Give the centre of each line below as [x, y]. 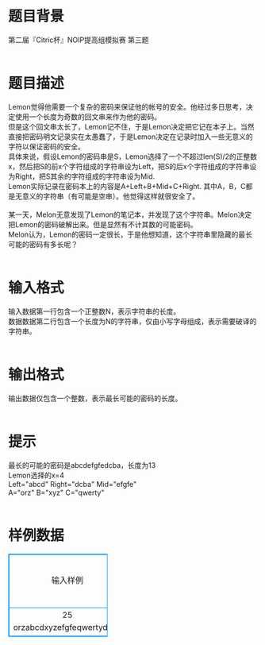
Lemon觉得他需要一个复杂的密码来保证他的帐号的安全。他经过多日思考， [127, 106]
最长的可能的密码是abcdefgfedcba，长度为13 [82, 465]
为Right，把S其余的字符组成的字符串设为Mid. [82, 176]
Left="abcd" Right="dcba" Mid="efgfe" [73, 484]
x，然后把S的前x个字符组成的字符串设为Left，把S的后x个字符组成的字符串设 [132, 166]
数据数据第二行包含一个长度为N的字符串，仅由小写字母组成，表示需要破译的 [132, 321]
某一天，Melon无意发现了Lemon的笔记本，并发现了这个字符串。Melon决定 [130, 214]
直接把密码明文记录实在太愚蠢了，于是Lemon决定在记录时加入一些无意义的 [131, 137]
